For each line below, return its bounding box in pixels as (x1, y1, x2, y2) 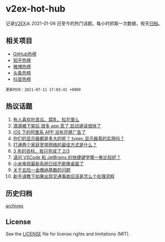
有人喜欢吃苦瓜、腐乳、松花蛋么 (13, 116, 79, 123)
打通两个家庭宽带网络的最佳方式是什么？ (13, 142, 97, 148)
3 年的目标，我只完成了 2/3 (13, 148, 70, 154)
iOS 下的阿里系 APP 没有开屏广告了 (13, 129, 86, 135)
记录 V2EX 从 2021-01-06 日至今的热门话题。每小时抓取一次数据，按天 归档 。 (6, 20, 163, 26)
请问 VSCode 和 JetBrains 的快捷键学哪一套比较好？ (13, 154, 121, 160)
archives (6, 203, 24, 209)
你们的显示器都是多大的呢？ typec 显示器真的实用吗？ (13, 135, 125, 141)
